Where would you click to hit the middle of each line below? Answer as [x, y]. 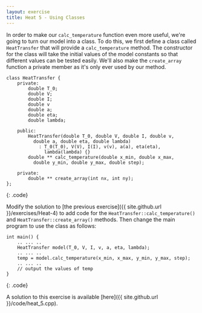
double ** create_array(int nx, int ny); [81, 178]
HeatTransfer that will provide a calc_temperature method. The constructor [99, 47]
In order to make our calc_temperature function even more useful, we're [96, 34]
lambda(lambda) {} [67, 152]
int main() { [23, 237]
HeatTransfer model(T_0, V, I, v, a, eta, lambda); [83, 247]
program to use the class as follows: [51, 226]
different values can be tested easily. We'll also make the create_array [94, 60]
